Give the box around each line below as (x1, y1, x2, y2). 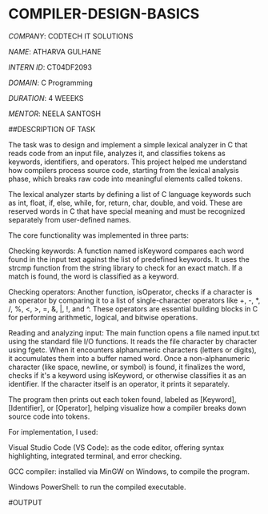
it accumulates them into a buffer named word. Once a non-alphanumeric (8, 353, 250, 363)
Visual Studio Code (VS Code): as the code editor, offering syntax (8, 442, 225, 452)
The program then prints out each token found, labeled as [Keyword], (8, 394, 237, 404)
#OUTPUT (8, 497, 42, 507)
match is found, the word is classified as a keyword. (8, 271, 179, 281)
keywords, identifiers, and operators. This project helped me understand (8, 157, 247, 167)
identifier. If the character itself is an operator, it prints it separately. (8, 379, 230, 388)
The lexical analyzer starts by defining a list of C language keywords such (8, 189, 251, 199)
